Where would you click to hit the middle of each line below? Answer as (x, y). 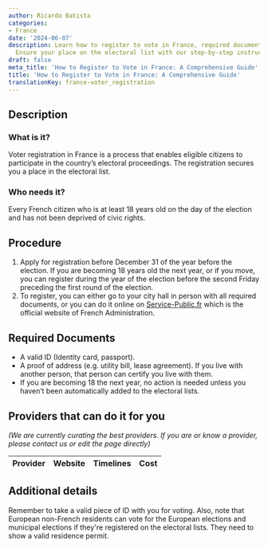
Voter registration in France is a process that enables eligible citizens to (126, 155)
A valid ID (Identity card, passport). (77, 357)
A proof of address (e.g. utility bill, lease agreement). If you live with (131, 366)
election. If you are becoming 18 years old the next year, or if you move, (137, 271)
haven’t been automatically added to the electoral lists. (110, 391)
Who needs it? (37, 192)
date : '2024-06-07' (41, 38)
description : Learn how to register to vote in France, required (119, 45)
